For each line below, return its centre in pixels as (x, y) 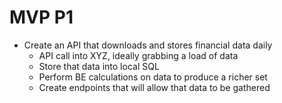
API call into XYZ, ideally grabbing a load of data (138, 55)
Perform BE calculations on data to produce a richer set (153, 77)
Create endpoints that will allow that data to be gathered (154, 87)
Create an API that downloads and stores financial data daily (148, 45)
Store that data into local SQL (99, 66)
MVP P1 (41, 17)
